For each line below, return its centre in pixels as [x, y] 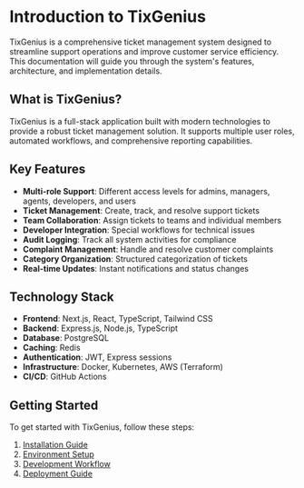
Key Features [48, 169]
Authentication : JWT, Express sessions [97, 357]
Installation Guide [55, 445]
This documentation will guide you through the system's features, [132, 61]
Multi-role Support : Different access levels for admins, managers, [146, 191]
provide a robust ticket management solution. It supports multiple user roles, [152, 131]
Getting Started [54, 405]
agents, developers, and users [79, 201]
